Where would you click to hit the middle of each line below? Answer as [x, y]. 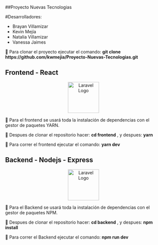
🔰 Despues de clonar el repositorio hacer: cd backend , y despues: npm [79, 222]
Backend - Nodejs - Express [49, 160]
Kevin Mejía [24, 31]
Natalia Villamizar [30, 37]
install [12, 227]
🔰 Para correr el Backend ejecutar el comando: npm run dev [67, 237]
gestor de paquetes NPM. [32, 212]
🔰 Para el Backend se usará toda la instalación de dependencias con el [78, 207]
